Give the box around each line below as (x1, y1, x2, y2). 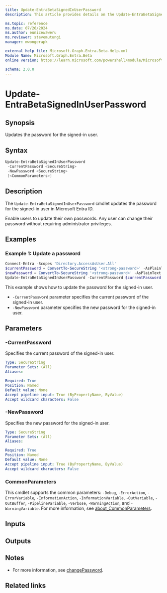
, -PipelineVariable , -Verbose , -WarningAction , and (25, 500, 130, 506)
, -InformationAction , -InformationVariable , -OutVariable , (34, 494, 155, 501)
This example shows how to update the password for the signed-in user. (5, 284, 154, 290)
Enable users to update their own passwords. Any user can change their (5, 215, 153, 221)
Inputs (5, 520, 26, 528)
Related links (5, 581, 46, 590)
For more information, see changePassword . (12, 567, 103, 573)
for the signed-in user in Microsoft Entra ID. (5, 205, 94, 212)
